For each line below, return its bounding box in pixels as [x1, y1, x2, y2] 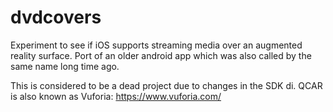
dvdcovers [10, 6, 102, 29]
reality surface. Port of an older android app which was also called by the [10, 49, 312, 61]
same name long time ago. [10, 60, 120, 72]
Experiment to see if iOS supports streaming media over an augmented [10, 39, 303, 51]
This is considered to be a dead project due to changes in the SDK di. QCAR [10, 79, 323, 91]
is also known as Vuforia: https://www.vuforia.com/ [10, 90, 222, 102]
